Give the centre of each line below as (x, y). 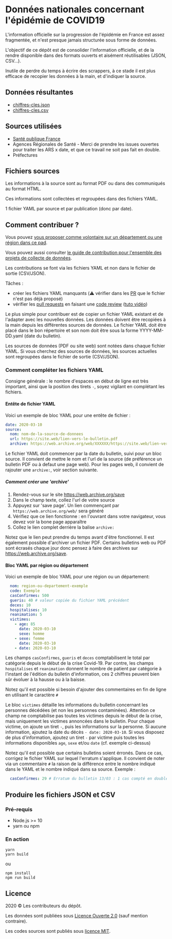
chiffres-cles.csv (30, 110)
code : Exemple (25, 591)
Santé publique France (37, 138)
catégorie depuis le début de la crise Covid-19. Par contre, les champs (79, 663)
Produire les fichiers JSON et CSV (60, 795)
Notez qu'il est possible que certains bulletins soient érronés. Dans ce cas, (84, 753)
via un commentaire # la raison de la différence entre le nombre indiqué (80, 764)
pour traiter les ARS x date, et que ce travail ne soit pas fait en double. (87, 149)
